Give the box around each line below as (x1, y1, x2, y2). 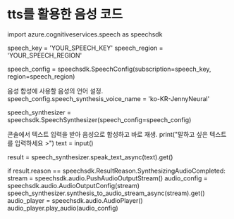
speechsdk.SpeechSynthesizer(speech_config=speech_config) (7, 115, 192, 124)
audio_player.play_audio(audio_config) (7, 204, 118, 212)
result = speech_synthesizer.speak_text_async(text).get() (7, 152, 173, 161)
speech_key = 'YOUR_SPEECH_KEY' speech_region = (7, 44, 164, 52)
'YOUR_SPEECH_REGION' (7, 51, 82, 60)
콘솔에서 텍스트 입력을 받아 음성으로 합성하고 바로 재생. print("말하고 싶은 (7, 130, 208, 138)
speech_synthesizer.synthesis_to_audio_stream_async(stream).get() (7, 189, 206, 197)
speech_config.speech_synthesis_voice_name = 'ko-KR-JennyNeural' (7, 94, 210, 102)
